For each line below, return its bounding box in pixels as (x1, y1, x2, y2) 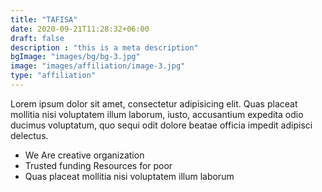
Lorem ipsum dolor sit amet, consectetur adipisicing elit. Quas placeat (10, 97, 298, 110)
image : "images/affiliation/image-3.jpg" (10, 61, 186, 71)
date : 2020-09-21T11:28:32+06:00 (10, 24, 150, 34)
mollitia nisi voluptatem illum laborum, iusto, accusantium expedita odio (10, 108, 304, 120)
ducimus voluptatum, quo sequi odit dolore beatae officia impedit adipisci (10, 119, 313, 131)
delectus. (10, 129, 49, 141)
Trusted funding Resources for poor (24, 159, 173, 171)
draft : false (10, 33, 65, 43)
